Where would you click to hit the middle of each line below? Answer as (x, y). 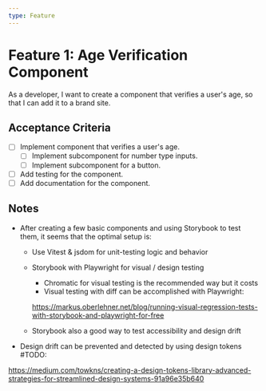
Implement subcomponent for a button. (96, 165)
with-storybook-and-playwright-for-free (98, 315)
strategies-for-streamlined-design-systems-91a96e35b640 (106, 378)
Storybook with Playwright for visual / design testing (118, 267)
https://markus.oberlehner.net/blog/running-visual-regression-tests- (145, 306)
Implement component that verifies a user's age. (99, 147)
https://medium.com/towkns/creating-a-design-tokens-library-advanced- (130, 370)
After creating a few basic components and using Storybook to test (130, 227)
